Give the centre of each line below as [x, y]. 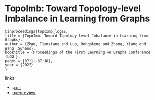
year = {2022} [19, 65]
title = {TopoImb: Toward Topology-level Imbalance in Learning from [77, 36]
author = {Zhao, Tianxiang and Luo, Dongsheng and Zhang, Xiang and [76, 44]
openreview [24, 92]
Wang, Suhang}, [20, 48]
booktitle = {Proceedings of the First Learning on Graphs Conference [78, 52]
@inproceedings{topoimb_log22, [37, 31]
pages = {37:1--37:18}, [29, 61]
